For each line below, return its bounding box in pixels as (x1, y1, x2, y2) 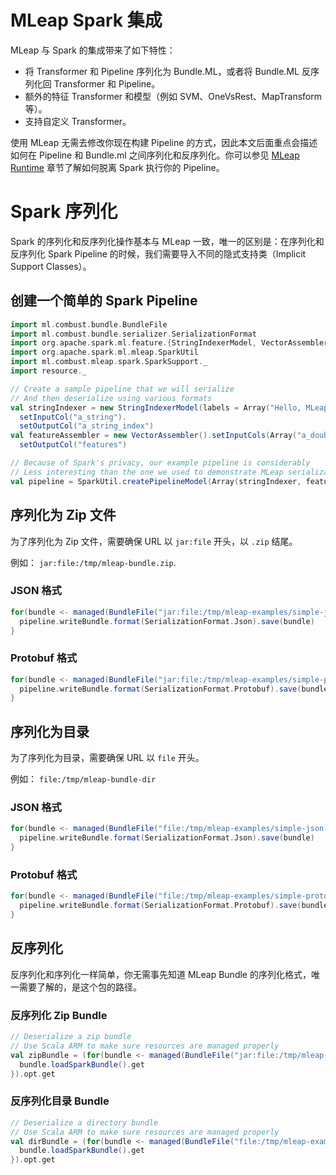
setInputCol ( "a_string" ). (19, 412, 128, 422)
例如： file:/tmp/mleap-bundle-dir (10, 773, 157, 785)
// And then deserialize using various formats (10, 393, 213, 403)
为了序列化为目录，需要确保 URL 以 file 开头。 (10, 752, 205, 764)
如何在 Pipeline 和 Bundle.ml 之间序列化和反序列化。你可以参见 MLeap (10, 149, 300, 161)
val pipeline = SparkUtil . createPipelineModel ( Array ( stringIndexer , (10, 476, 302, 486)
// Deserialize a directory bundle (10, 1117, 159, 1128)
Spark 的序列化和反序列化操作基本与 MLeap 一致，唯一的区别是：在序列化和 (10, 235, 325, 247)
